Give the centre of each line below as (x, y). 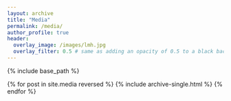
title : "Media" (29, 20)
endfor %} (22, 91)
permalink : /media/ (35, 26)
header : (18, 39)
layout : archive (30, 13)
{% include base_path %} (43, 71)
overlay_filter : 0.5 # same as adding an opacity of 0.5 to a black (113, 52)
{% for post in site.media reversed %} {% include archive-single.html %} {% (115, 84)
